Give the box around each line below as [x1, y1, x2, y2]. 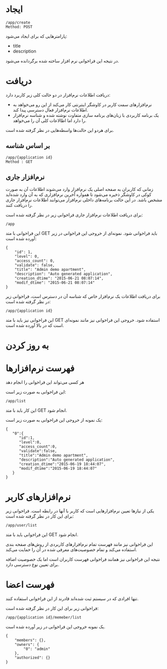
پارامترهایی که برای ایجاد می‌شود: [5, 33, 68, 39]
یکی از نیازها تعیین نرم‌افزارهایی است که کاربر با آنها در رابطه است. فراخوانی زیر [5, 508, 155, 514]
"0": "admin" [23, 646, 51, 652]
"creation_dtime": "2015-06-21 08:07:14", [14, 276, 104, 281]
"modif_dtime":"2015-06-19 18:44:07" [18, 466, 97, 471]
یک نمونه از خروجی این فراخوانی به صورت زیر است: [5, 417, 102, 423]
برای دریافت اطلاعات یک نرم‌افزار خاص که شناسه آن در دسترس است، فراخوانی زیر [5, 293, 161, 299]
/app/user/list [5, 523, 37, 528]
